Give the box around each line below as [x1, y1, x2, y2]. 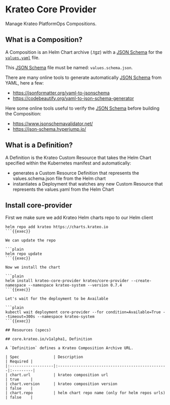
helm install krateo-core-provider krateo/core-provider [5, 278, 129, 283]
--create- [131, 278, 152, 283]
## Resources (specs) [5, 328, 52, 333]
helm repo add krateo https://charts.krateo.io [5, 225, 109, 230]
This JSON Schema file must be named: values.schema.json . [5, 64, 133, 70]
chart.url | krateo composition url [10, 373, 109, 378]
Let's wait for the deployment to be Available [5, 296, 109, 301]
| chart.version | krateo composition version [5, 381, 117, 387]
